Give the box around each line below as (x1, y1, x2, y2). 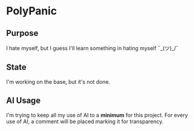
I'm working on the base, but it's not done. (6, 78, 110, 85)
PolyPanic (6, 4, 57, 18)
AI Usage (6, 96, 41, 106)
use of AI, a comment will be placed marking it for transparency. (6, 118, 164, 125)
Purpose (6, 28, 39, 38)
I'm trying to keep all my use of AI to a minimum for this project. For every (6, 111, 188, 118)
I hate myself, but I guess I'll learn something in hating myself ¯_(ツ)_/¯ (6, 45, 179, 51)
